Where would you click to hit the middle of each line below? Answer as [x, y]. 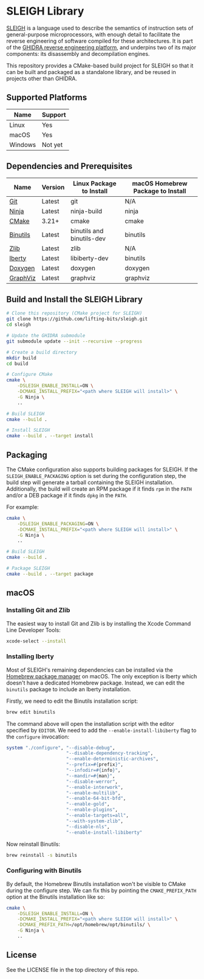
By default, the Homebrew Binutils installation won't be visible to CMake [96, 884]
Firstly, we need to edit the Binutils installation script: [72, 701]
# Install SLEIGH [28, 430]
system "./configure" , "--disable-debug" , [61, 748]
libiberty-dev [90, 258]
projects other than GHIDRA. [42, 78]
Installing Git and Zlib [38, 610]
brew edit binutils [31, 712]
